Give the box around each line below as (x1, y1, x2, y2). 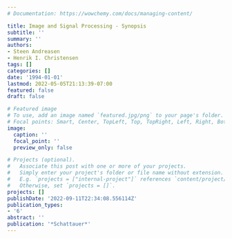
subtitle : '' (7, 29, 45, 36)
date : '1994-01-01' (7, 74, 64, 81)
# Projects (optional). (7, 157, 76, 163)
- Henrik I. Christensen (7, 54, 79, 62)
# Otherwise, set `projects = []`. (7, 182, 116, 189)
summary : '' (7, 35, 41, 42)
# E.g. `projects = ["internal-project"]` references (7, 176, 171, 183)
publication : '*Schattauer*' (7, 221, 91, 228)
